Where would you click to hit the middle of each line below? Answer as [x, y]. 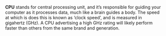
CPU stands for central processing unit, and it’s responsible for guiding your [83, 7]
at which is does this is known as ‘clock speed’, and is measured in [74, 18]
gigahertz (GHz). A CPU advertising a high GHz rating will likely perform [79, 23]
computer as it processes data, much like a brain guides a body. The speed [83, 12]
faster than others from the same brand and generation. [62, 28]
